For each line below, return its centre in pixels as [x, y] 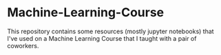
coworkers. [23, 45]
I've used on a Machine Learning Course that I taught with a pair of [102, 38]
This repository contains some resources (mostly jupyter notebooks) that [111, 31]
